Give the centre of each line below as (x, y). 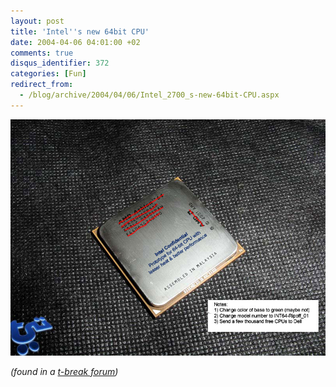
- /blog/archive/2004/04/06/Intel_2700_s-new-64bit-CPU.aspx (149, 95)
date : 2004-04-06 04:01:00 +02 (75, 42)
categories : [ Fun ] (48, 74)
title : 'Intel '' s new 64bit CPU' (80, 31)
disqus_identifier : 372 (60, 63)
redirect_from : (42, 85)
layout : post (37, 21)
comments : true (42, 53)
